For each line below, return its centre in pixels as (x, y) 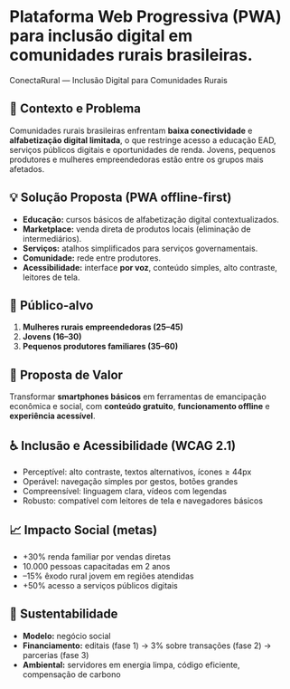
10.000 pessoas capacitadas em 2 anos (96, 566)
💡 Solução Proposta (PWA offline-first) (121, 198)
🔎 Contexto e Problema (75, 109)
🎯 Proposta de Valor (66, 374)
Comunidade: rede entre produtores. (91, 258)
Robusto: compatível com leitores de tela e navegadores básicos (143, 501)
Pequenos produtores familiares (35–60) (100, 347)
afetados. (27, 168)
